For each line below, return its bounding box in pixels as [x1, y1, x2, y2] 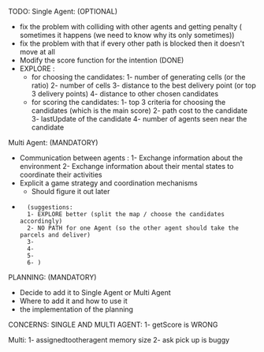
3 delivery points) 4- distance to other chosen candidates [31, 89, 219, 98]
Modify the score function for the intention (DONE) [19, 55, 184, 65]
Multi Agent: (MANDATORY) [8, 138, 99, 147]
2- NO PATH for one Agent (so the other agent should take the [27, 224, 239, 232]
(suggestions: [27, 204, 73, 212]
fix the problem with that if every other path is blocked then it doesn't [19, 39, 245, 48]
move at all [19, 47, 55, 56]
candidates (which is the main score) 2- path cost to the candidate [31, 106, 248, 115]
